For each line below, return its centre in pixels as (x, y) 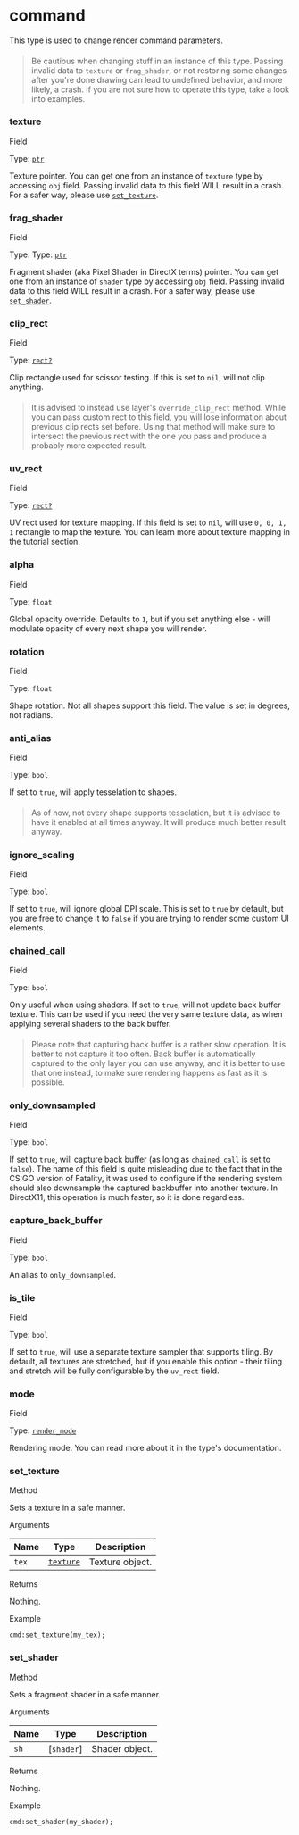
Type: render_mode (43, 1430)
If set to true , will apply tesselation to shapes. (93, 792)
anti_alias (30, 738)
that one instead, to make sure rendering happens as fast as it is (149, 1072)
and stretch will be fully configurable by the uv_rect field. (114, 1371)
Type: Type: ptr (38, 254)
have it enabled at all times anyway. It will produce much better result (158, 822)
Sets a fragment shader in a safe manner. (85, 1694)
